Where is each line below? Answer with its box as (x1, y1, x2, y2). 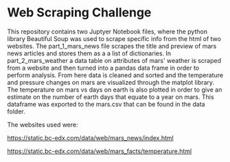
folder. (7, 107, 25, 116)
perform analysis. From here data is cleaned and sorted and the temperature (7, 70, 224, 79)
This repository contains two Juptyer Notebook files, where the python (7, 27, 208, 36)
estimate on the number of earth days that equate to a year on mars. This (7, 92, 214, 100)
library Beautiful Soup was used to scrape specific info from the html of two (7, 34, 222, 42)
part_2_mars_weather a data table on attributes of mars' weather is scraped (7, 56, 222, 64)
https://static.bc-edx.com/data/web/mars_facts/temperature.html (7, 147, 192, 155)
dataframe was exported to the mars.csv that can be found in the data (7, 100, 205, 108)
